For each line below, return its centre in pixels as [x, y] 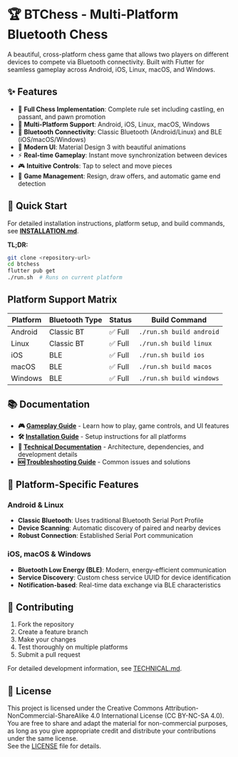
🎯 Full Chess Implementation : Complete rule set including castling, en [121, 109]
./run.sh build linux [175, 343]
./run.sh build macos [175, 366]
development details [48, 454]
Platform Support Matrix [62, 300]
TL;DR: [18, 245]
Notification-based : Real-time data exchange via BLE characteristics [119, 585]
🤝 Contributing [41, 608]
